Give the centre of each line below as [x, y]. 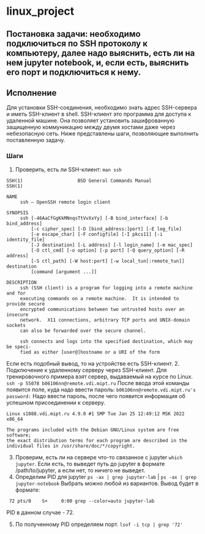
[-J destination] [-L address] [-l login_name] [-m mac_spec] [112, 245]
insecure [17, 314]
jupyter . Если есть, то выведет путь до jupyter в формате [90, 464]
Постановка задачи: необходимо [73, 34]
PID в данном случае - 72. [40, 512]
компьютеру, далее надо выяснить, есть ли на [101, 53]
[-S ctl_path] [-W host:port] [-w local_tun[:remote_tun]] [108, 261]
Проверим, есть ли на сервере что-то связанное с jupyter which [99, 457]
